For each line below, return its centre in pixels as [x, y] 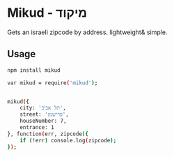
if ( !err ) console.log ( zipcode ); [68, 140]
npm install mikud [34, 70]
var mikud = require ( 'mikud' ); [53, 83]
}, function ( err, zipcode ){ [48, 134]
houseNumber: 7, [43, 121]
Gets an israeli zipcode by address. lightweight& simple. [87, 32]
